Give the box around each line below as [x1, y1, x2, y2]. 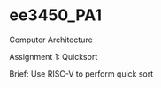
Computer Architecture [9, 34, 93, 45]
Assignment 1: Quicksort [9, 51, 98, 62]
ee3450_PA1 [9, 5, 103, 26]
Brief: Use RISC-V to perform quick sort [9, 68, 154, 79]
